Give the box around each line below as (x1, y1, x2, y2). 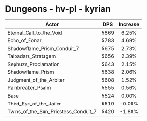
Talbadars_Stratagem (7, 52, 56, 59)
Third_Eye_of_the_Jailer (7, 100, 61, 107)
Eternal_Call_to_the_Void (7, 29, 62, 36)
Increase (118, 21, 140, 28)
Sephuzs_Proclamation (7, 61, 60, 68)
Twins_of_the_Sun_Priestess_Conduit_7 (7, 108, 97, 115)
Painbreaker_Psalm (7, 84, 51, 91)
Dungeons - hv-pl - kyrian (5, 3, 111, 15)
